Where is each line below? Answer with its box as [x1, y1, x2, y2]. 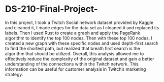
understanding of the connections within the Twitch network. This [5, 61, 139, 67]
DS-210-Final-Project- [5, 3, 98, 15]
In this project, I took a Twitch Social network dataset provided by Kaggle [5, 20, 154, 25]
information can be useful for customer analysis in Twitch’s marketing [5, 66, 146, 72]
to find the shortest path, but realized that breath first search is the [5, 45, 140, 51]
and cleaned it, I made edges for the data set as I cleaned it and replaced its [5, 24, 159, 30]
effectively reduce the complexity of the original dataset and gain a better [5, 56, 154, 61]
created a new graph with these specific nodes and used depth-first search [5, 40, 159, 46]
